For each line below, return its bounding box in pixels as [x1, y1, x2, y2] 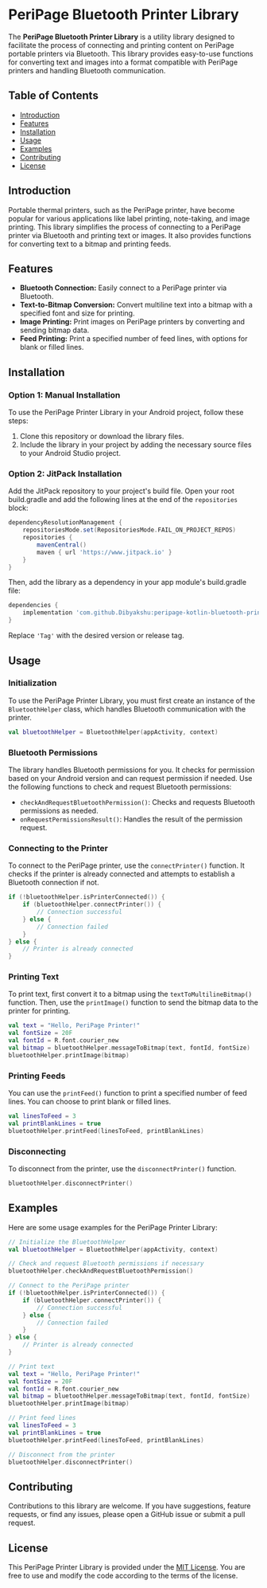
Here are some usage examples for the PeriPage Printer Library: [8, 1222, 219, 1232]
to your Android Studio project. [19, 449, 122, 458]
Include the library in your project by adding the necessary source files [19, 440, 252, 449]
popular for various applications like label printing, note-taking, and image [8, 214, 250, 223]
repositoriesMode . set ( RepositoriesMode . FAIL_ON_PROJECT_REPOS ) [22, 526, 237, 535]
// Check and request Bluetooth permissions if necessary [8, 1260, 204, 1268]
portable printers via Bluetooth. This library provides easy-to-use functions [8, 49, 253, 58]
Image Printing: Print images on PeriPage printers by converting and [19, 317, 245, 327]
